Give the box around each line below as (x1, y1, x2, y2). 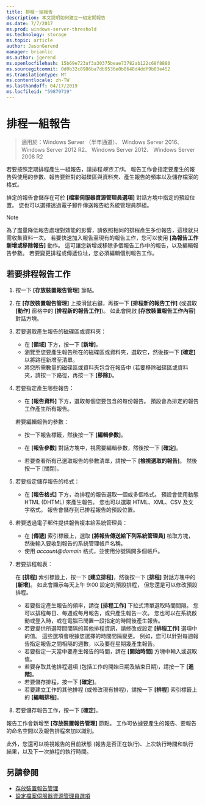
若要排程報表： (15, 560, 53, 567)
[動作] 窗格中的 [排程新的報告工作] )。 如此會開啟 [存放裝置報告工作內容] (15, 307, 196, 314)
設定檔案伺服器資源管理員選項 (15, 792, 90, 799)
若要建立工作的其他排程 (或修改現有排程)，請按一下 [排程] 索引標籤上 (24, 686, 198, 693)
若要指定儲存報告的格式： (15, 477, 80, 485)
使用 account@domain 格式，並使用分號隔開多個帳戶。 (24, 547, 164, 555)
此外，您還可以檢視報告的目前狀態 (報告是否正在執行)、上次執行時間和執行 (6, 740, 194, 747)
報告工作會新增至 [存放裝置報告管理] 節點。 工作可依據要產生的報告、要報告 (6, 719, 197, 727)
